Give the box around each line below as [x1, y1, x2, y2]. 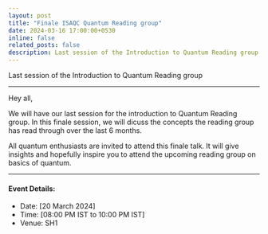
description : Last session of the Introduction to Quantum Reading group [8, 49, 259, 57]
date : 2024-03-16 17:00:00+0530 [8, 26, 116, 34]
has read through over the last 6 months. [8, 126, 142, 135]
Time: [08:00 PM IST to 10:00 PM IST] [19, 210, 145, 220]
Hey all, [8, 93, 33, 103]
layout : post [8, 11, 52, 20]
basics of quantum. [8, 158, 72, 167]
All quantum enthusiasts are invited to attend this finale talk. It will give [8, 141, 239, 150]
